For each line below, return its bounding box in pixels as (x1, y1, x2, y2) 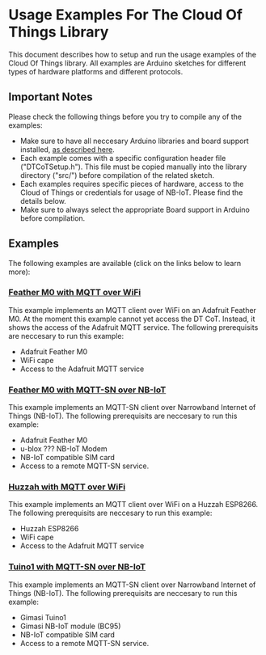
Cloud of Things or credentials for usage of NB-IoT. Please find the (19, 188, 243, 197)
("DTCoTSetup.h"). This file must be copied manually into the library (19, 162, 247, 171)
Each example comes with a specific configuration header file (19, 153, 226, 163)
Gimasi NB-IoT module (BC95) (19, 621, 121, 631)
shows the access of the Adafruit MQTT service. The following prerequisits (8, 322, 259, 332)
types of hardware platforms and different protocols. (8, 66, 184, 76)
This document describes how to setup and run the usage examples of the (8, 49, 257, 59)
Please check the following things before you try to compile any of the (8, 112, 243, 121)
